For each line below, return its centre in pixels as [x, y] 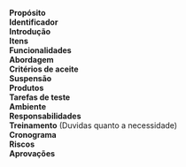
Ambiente [28, 106]
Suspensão [31, 78]
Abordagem [32, 60]
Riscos [22, 144]
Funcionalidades [41, 50]
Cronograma [33, 135]
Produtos [27, 88]
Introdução [30, 31]
